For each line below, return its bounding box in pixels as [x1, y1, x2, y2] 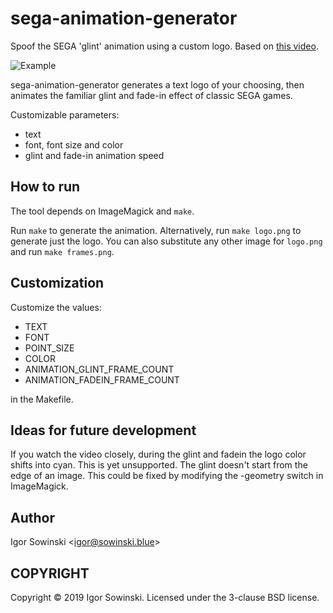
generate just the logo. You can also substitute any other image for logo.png [10, 235, 323, 247]
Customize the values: [10, 301, 102, 313]
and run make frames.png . [10, 245, 115, 257]
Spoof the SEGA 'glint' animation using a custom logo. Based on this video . [10, 40, 319, 52]
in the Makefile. [10, 393, 74, 405]
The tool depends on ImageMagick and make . [10, 205, 195, 217]
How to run [10, 178, 81, 196]
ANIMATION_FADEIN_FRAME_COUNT [24, 373, 180, 386]
